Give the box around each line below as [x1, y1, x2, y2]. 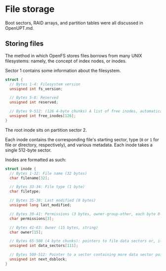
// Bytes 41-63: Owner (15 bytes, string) [9, 225, 98, 230]
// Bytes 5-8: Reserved [9, 95, 58, 100]
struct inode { [5, 166, 37, 171]
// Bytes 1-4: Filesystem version [9, 82, 81, 87]
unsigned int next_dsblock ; [9, 257, 68, 262]
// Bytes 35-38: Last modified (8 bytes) [9, 198, 96, 203]
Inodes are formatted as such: [5, 157, 67, 163]
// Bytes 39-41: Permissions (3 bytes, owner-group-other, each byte [9, 212, 156, 217]
